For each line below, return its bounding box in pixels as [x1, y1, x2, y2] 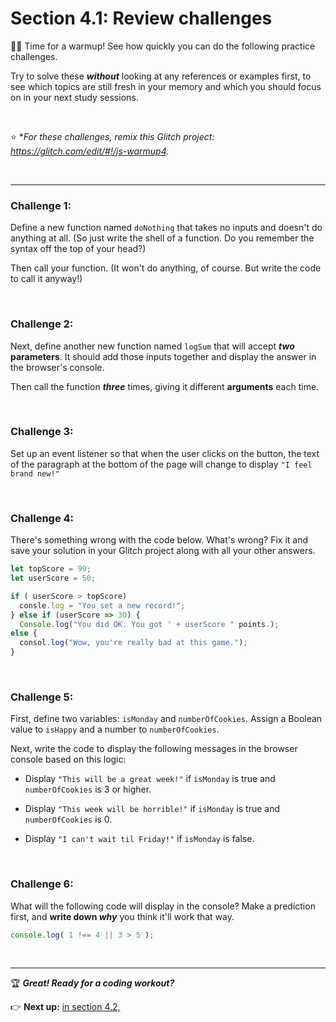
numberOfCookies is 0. [24, 813, 113, 826]
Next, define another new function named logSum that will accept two [10, 340, 295, 352]
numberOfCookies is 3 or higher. [24, 783, 152, 796]
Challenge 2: [10, 317, 74, 331]
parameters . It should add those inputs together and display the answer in [10, 350, 317, 362]
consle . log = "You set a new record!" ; [19, 600, 186, 611]
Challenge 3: [10, 425, 74, 439]
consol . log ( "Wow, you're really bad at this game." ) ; [19, 638, 248, 648]
